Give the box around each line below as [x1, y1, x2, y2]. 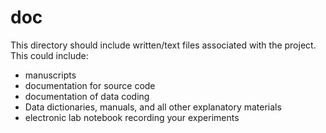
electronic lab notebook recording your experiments [24, 111, 240, 123]
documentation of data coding [24, 90, 150, 102]
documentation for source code [24, 79, 156, 91]
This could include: [10, 49, 89, 61]
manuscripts [24, 69, 77, 81]
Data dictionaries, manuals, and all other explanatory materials [24, 101, 282, 113]
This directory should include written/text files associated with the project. [10, 39, 317, 51]
